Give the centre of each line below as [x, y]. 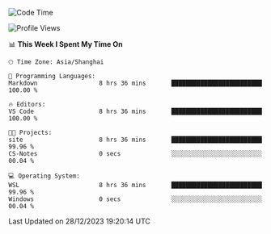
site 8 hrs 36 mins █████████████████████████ [135, 140]
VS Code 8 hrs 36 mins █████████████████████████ [135, 111]
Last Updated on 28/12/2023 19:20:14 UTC [80, 221]
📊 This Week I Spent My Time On [66, 44]
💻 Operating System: [44, 176]
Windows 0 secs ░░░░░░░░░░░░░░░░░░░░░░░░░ [135, 199]
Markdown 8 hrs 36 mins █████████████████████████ [135, 83]
